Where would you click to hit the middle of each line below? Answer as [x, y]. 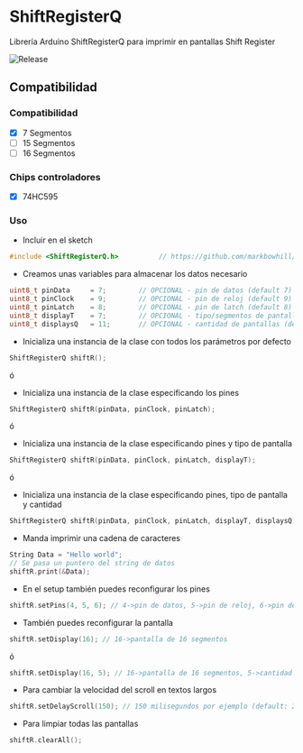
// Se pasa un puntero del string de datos [92, 564]
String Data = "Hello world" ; [66, 555]
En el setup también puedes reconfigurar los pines [116, 589]
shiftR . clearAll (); [46, 740]
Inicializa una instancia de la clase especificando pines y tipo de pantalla [157, 444]
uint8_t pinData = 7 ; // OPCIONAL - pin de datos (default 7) [151, 290]
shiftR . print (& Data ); [50, 571]
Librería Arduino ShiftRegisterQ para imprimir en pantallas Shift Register [142, 41]
